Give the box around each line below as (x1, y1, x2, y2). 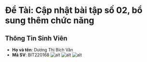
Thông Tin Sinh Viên (5, 34, 67, 42)
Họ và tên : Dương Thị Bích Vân (12, 47, 73, 52)
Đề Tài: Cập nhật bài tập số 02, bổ (5, 5, 143, 16)
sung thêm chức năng (5, 15, 94, 26)
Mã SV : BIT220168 (12, 52, 50, 58)
